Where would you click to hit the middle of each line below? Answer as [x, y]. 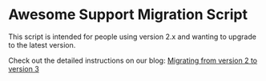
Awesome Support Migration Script [128, 15]
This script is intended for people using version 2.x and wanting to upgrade [132, 37]
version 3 [24, 68]
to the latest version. [42, 44]
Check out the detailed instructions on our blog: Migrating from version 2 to [133, 60]
